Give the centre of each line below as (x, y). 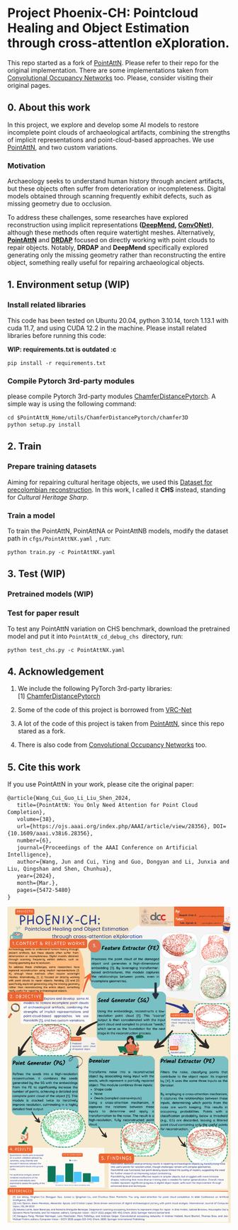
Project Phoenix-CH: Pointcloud (103, 13)
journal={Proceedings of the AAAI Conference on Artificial (107, 848)
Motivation (27, 166)
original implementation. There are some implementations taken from (108, 70)
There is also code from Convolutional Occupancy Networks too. (112, 745)
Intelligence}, (30, 855)
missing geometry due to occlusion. (59, 204)
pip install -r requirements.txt (57, 363)
